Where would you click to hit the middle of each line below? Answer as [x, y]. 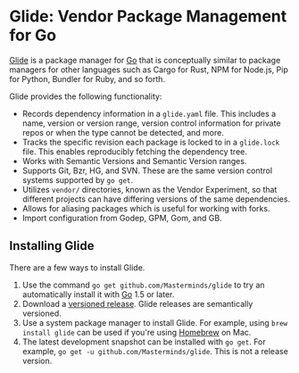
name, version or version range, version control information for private [151, 123]
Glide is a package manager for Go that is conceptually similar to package [145, 60]
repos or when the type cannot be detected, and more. [123, 132]
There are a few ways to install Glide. [77, 267]
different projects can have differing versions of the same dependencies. [156, 199]
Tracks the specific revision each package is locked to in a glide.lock [151, 142]
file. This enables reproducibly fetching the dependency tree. [135, 151]
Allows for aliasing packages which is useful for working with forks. [146, 208]
